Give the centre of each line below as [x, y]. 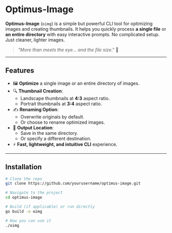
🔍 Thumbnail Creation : [38, 91]
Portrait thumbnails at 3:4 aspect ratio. [61, 104]
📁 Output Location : [33, 127]
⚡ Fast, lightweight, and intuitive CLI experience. [65, 144]
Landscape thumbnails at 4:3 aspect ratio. [65, 98]
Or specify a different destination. [56, 138]
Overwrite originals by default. [52, 116]
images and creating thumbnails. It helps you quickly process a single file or [86, 29]
